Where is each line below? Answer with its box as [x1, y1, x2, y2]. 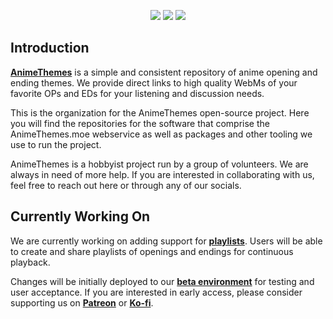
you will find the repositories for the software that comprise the [10, 117, 270, 129]
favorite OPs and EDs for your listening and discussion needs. [10, 87, 265, 99]
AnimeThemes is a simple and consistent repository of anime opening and [10, 66, 318, 78]
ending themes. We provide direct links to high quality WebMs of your [10, 76, 298, 89]
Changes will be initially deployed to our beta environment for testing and [10, 275, 315, 287]
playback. [10, 256, 51, 268]
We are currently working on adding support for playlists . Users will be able [10, 235, 323, 247]
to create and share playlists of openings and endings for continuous [10, 245, 294, 257]
